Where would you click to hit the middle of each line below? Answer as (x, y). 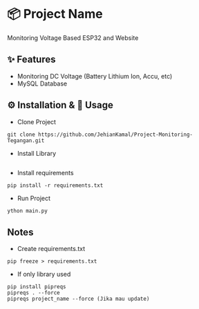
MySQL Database (42, 83)
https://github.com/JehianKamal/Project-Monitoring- (115, 134)
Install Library (37, 153)
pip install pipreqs (37, 287)
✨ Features (31, 60)
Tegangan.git (26, 140)
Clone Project (37, 121)
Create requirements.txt (51, 249)
